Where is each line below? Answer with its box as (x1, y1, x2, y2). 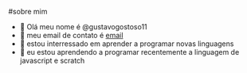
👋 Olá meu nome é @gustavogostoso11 (19, 22, 147, 31)
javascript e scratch (19, 56, 85, 65)
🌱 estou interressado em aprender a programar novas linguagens (19, 39, 234, 48)
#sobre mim (8, 7, 48, 16)
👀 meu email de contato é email (19, 31, 123, 40)
